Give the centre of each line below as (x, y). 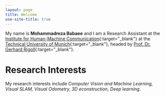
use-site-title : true (28, 19)
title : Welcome (21, 15)
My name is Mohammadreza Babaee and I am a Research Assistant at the (83, 34)
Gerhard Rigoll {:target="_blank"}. (40, 50)
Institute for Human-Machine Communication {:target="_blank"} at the (78, 39)
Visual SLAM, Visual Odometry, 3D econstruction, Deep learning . (73, 89)
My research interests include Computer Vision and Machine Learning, (79, 84)
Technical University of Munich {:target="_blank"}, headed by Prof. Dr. (78, 44)
